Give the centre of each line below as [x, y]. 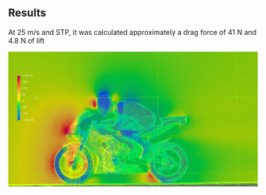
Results [27, 13]
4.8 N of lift [27, 40]
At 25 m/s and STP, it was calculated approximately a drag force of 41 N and [133, 32]
